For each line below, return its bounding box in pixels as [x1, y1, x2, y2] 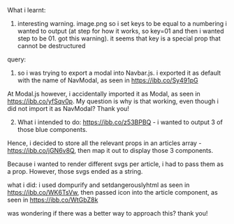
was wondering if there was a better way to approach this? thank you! [7, 209, 208, 217]
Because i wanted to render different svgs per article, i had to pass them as [7, 160, 224, 168]
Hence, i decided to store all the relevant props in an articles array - [7, 139, 202, 147]
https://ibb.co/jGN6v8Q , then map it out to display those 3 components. [7, 147, 214, 154]
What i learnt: [7, 6, 46, 14]
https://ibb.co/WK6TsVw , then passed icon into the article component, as [7, 188, 218, 196]
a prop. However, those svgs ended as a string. [7, 167, 143, 175]
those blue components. [17, 126, 88, 133]
